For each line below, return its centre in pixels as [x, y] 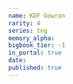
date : [17, 61]
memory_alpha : [32, 38]
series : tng [28, 30]
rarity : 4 [25, 23]
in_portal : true [35, 53]
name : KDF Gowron [37, 16]
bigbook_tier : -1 [37, 46]
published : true [35, 68]
